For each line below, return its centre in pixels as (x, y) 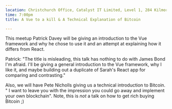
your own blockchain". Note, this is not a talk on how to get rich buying (80, 96)
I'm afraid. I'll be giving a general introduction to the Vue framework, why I (84, 65)
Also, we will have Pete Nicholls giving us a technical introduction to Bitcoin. (85, 85)
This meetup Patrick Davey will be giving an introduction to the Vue (76, 38)
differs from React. (25, 49)
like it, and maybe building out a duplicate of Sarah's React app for (76, 70)
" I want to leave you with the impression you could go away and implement (85, 91)
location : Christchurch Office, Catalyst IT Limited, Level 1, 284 (79, 10)
